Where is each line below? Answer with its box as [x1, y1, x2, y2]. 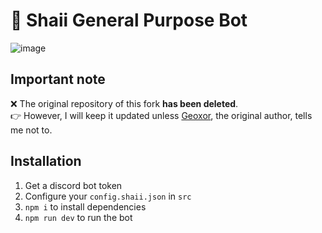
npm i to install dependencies [24, 200, 147, 213]
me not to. [10, 124, 53, 136]
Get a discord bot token [24, 179, 123, 191]
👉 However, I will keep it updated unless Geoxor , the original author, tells [10, 109, 313, 121]
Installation [10, 153, 82, 170]
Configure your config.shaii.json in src [24, 190, 192, 202]
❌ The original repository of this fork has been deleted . [10, 97, 239, 109]
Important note [10, 71, 106, 88]
